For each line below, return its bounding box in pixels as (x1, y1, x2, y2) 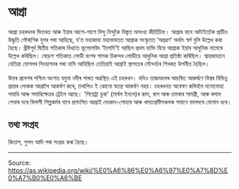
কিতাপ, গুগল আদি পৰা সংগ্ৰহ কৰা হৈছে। (8, 137, 89, 146)
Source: (8, 158, 31, 167)
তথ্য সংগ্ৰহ (8, 119, 38, 131)
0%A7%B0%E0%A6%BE (8, 173, 82, 182)
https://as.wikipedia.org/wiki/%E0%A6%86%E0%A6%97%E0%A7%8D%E (8, 166, 228, 174)
